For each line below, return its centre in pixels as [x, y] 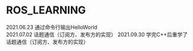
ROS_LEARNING [46, 10]
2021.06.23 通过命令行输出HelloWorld [52, 27]
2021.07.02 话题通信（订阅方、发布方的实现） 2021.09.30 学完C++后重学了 [97, 34]
